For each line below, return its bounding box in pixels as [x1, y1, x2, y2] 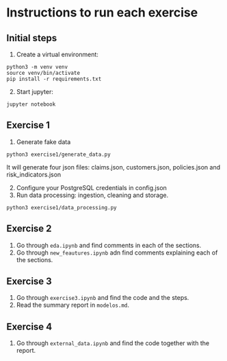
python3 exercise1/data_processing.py [6, 204, 117, 211]
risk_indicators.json [6, 170, 62, 178]
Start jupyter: [16, 88, 54, 95]
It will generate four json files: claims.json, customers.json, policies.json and [6, 163, 221, 171]
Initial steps [6, 32, 57, 44]
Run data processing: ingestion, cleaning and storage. [16, 191, 169, 199]
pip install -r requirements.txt [6, 75, 102, 82]
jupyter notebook [6, 101, 56, 108]
